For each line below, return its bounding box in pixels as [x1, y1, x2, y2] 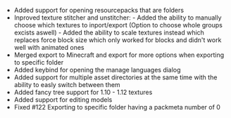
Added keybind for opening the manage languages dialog [13, 66, 181, 74]
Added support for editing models [13, 96, 113, 104]
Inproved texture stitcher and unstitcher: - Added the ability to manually [13, 13, 222, 22]
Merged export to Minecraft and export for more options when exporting [13, 51, 225, 59]
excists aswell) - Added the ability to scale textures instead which [13, 28, 204, 37]
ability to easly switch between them [13, 81, 121, 88]
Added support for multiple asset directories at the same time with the [13, 73, 218, 81]
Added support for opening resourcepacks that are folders [13, 6, 185, 14]
